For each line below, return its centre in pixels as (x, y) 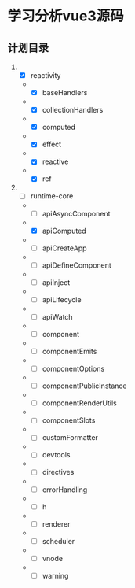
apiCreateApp (64, 248)
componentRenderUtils (79, 403)
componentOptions (73, 369)
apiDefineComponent (77, 265)
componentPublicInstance (84, 386)
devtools (56, 455)
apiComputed (64, 231)
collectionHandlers (73, 110)
